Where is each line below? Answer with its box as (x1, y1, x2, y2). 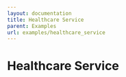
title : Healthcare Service (7, 16, 84, 23)
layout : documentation (7, 10, 72, 17)
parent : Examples (7, 22, 57, 29)
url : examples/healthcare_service (7, 29, 106, 36)
